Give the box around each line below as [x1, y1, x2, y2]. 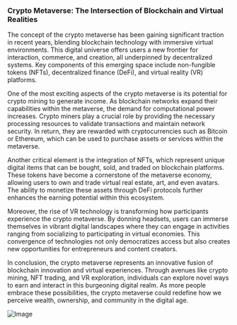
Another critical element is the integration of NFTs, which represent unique [7, 156, 225, 164]
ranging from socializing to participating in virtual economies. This [7, 229, 200, 239]
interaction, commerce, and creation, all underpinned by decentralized [7, 53, 213, 62]
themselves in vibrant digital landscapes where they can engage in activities [7, 222, 230, 231]
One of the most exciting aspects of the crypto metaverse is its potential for [7, 89, 228, 98]
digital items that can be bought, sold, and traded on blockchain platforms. [7, 164, 224, 172]
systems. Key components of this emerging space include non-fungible [7, 61, 216, 69]
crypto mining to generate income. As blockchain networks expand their [7, 97, 218, 106]
